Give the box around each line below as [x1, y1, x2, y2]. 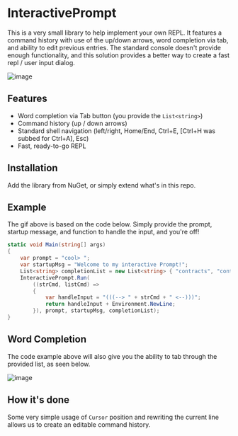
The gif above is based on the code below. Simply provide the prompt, [7, 220, 212, 229]
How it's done [7, 394, 69, 406]
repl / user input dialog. [7, 58, 76, 67]
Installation [7, 162, 58, 174]
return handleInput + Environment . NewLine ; [45, 301, 176, 308]
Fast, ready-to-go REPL [17, 142, 86, 150]
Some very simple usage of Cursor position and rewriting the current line [7, 413, 220, 421]
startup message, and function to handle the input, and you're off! [7, 228, 200, 236]
